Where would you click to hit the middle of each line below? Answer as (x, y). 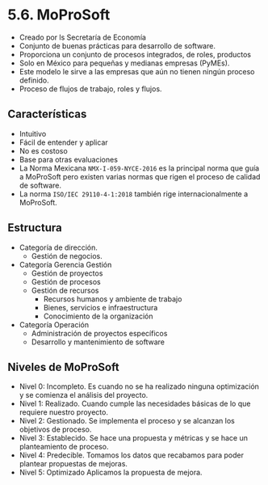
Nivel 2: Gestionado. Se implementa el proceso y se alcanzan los (127, 421)
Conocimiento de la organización (98, 316)
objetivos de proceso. (55, 429)
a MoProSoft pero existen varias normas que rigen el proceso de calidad (140, 176)
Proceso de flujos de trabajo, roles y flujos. (90, 89)
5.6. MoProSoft (59, 15)
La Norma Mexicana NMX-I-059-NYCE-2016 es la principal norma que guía (139, 168)
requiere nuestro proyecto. (63, 412)
